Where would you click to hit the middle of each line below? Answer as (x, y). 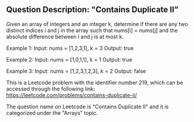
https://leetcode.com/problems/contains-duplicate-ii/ (72, 95)
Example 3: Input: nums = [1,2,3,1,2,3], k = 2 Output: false (76, 71)
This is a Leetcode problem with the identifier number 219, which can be (95, 82)
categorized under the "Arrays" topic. (52, 113)
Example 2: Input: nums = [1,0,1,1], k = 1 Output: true (69, 59)
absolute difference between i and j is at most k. (65, 36)
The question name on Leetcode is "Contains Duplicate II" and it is (87, 107)
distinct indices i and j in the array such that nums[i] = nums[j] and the (92, 30)
